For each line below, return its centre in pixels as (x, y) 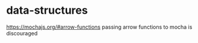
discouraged (22, 33)
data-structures (47, 10)
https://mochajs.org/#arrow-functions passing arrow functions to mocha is (99, 27)
